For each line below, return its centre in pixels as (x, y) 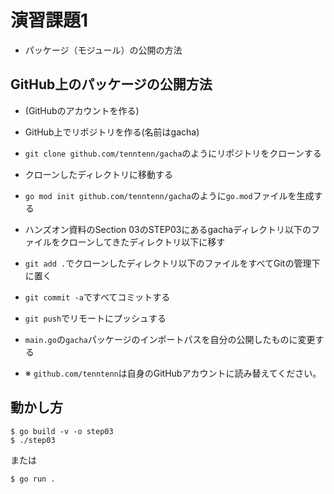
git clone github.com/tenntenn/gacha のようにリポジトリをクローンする (173, 153)
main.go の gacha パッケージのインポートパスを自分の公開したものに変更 (170, 339)
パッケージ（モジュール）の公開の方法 (103, 50)
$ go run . (33, 479)
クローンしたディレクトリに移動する (99, 174)
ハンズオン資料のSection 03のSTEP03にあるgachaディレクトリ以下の (168, 229)
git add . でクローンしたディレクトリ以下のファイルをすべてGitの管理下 (172, 263)
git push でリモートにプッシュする (95, 318)
